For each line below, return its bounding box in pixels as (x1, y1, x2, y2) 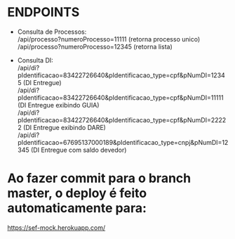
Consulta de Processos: (17, 27, 87, 36)
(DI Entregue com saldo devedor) (30, 146, 127, 154)
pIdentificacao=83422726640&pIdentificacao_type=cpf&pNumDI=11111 (17, 93, 224, 102)
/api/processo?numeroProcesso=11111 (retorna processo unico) (17, 34, 201, 43)
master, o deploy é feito (7, 186, 147, 201)
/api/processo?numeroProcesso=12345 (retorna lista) (17, 42, 173, 51)
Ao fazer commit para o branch (7, 170, 192, 186)
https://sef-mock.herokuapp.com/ (7, 223, 106, 232)
